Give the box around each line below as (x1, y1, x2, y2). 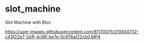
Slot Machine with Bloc (5, 19, 51, 25)
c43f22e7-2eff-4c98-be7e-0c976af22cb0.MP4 (5, 34, 101, 40)
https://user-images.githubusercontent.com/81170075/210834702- (5, 29, 139, 34)
